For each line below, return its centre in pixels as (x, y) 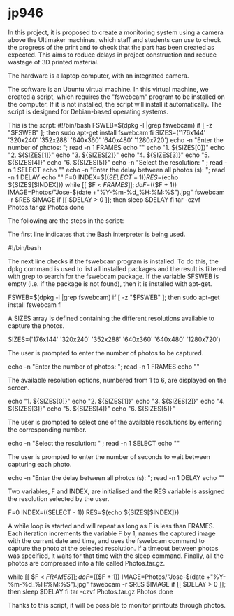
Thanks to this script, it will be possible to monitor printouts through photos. (117, 605)
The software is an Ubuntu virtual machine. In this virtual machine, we (108, 89)
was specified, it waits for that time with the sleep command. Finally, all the (116, 556)
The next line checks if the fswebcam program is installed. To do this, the (113, 261)
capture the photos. (36, 326)
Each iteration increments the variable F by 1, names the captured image (112, 533)
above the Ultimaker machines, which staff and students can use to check (115, 39)
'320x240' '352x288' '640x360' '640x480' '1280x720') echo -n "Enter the (116, 140)
